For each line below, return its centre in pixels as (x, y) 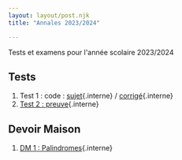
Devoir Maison (45, 129)
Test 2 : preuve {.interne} (59, 104)
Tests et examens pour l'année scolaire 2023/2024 (91, 52)
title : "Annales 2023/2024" (54, 23)
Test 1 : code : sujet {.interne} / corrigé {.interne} (96, 96)
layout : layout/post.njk (49, 15)
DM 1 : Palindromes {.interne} (66, 148)
